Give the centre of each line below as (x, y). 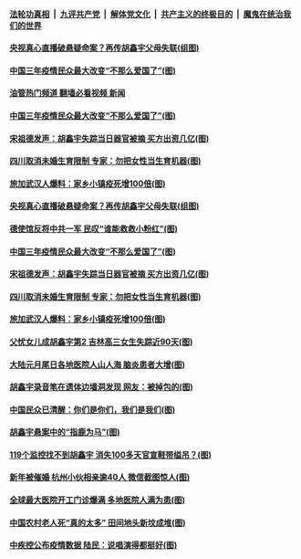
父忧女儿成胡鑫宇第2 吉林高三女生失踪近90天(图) (101, 342)
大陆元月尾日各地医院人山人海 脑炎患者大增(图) (97, 364)
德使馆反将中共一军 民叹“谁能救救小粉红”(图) (93, 228)
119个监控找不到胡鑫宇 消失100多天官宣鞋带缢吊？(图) (110, 454)
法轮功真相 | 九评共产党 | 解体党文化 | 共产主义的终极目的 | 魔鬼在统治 (146, 14)
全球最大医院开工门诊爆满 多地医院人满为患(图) (97, 500)
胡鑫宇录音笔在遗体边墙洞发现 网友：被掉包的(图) (101, 387)
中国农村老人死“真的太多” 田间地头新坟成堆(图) (98, 522)
